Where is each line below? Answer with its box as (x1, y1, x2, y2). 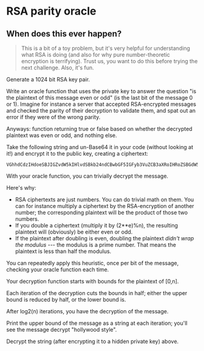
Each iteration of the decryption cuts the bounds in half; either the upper (6, 290, 188, 296)
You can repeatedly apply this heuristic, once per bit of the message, (6, 260, 179, 266)
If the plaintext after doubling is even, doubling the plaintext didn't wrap (15, 235, 194, 242)
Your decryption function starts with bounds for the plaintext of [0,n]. (6, 278, 179, 285)
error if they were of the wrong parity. (6, 114, 101, 120)
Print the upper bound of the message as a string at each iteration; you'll (6, 319, 188, 327)
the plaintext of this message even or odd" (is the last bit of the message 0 (6, 94, 193, 101)
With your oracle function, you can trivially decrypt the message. (6, 172, 169, 179)
